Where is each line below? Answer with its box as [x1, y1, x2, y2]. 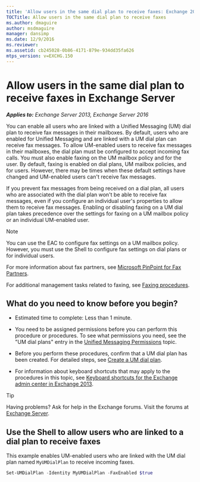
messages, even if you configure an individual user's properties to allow [6, 197, 183, 204]
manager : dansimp [6, 31, 49, 37]
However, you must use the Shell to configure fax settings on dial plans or [6, 245, 187, 253]
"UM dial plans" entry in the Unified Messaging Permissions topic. [14, 339, 177, 346]
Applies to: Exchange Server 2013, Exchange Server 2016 [6, 111, 149, 118]
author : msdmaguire [6, 25, 55, 32]
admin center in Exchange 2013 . [14, 380, 94, 387]
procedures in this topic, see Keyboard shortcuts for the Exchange [14, 374, 178, 381]
